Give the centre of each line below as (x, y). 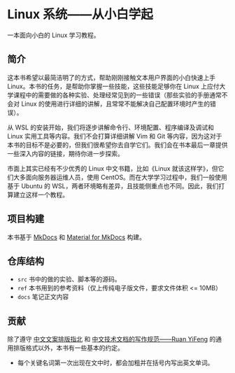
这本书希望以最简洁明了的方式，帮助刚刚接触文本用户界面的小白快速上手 (111, 77)
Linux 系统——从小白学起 (80, 14)
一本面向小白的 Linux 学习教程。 (54, 35)
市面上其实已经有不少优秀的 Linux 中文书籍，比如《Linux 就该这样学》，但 (113, 168)
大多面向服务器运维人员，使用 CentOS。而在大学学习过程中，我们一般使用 (120, 177)
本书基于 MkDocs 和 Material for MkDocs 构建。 (76, 237)
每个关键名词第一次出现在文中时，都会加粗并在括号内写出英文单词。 (115, 363)
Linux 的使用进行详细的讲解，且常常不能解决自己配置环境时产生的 (115, 104)
